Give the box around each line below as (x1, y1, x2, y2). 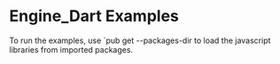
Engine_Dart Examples (9, 6, 180, 26)
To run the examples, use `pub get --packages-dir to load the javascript (9, 35, 271, 46)
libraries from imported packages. (9, 44, 134, 54)
